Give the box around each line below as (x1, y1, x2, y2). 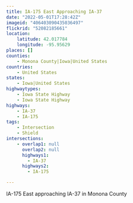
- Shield (17, 130, 39, 137)
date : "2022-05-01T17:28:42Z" (6, 14, 81, 20)
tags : (6, 119, 20, 125)
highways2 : (21, 163, 49, 169)
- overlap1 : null (17, 141, 60, 147)
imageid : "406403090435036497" (6, 20, 84, 26)
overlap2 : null (21, 147, 60, 153)
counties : (6, 53, 31, 59)
